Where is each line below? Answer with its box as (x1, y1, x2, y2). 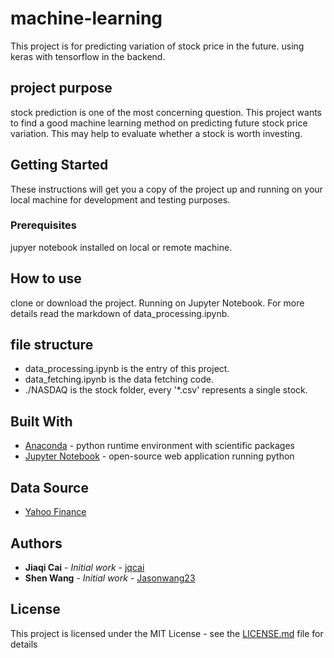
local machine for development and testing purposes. (10, 193, 231, 206)
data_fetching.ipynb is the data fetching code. (24, 373, 214, 386)
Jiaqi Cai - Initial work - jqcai (24, 561, 145, 573)
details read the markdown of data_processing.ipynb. (10, 307, 230, 319)
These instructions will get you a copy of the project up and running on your (10, 183, 323, 195)
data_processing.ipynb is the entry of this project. (24, 363, 230, 375)
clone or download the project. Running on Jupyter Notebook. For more (10, 297, 305, 309)
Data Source (10, 479, 89, 496)
